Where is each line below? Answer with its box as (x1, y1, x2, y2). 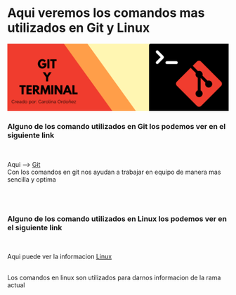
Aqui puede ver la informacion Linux (7, 252, 112, 261)
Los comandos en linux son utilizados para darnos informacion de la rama (7, 273, 221, 282)
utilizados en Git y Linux (7, 20, 150, 36)
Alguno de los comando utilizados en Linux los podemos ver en (7, 213, 227, 223)
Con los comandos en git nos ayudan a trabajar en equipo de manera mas (7, 168, 221, 176)
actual (7, 281, 25, 289)
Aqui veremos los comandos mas (7, 5, 205, 21)
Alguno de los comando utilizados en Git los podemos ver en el (7, 122, 226, 132)
